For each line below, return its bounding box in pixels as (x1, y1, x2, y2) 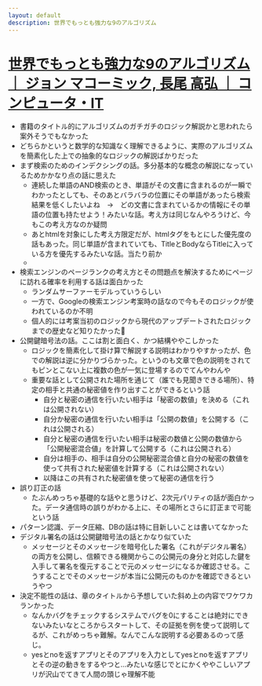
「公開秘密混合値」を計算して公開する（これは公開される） (42, 444, 235, 454)
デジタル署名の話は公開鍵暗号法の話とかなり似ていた (19, 532, 192, 542)
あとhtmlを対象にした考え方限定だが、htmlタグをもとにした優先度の (31, 229, 253, 239)
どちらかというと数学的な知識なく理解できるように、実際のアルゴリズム (19, 141, 253, 151)
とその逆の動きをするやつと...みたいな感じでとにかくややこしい (31, 660, 237, 670)
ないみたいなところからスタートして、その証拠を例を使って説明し (31, 621, 244, 630)
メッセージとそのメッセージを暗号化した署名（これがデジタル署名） (31, 542, 251, 552)
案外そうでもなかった (19, 131, 89, 141)
